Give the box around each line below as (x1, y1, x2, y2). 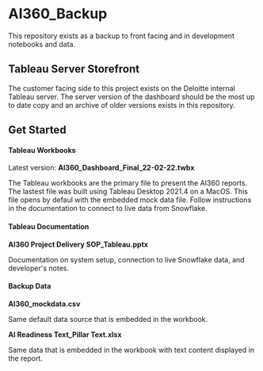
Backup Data (8, 281, 51, 291)
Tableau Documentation (8, 221, 90, 231)
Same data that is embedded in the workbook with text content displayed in (8, 345, 255, 354)
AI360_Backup (8, 5, 108, 23)
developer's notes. (8, 263, 70, 273)
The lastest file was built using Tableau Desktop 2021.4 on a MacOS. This (8, 187, 248, 197)
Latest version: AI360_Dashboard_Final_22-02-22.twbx (8, 163, 195, 173)
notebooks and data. (8, 39, 76, 48)
